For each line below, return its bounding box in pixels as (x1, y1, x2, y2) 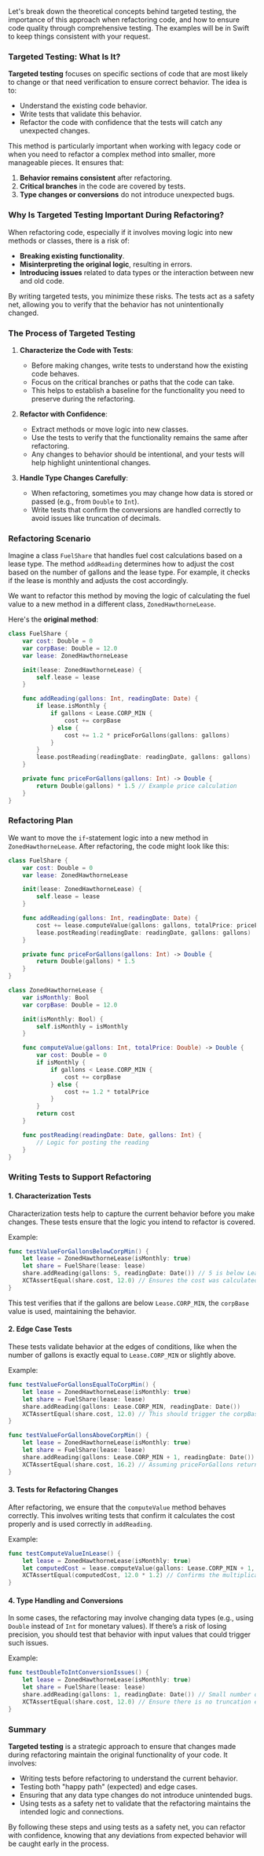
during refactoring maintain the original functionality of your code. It (8, 1750, 228, 1759)
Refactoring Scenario (8, 533, 91, 544)
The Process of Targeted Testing (8, 328, 136, 339)
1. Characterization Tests (8, 1191, 92, 1201)
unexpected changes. (19, 126, 90, 136)
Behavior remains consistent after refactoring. (19, 173, 173, 183)
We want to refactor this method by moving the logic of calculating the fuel (8, 591, 251, 600)
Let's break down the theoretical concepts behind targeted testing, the (8, 7, 237, 16)
